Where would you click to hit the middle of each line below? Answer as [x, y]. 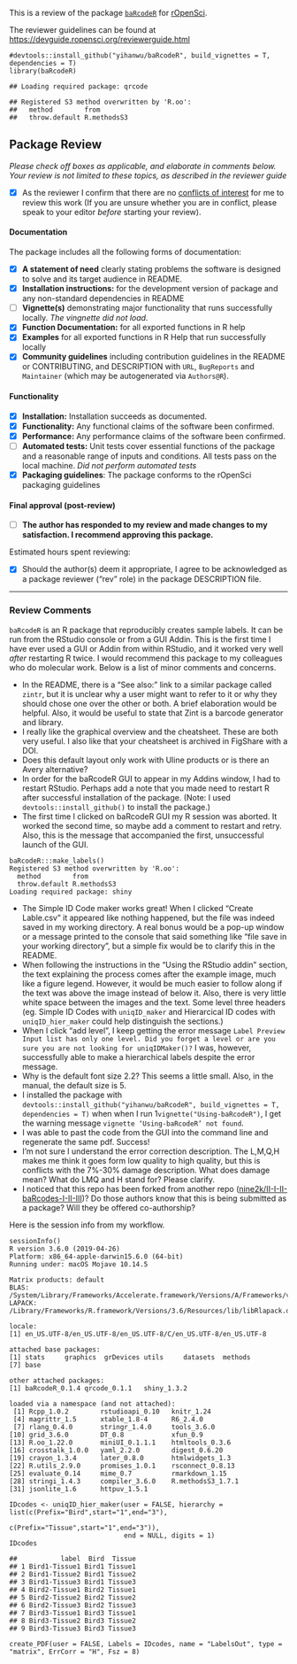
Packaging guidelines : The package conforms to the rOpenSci [137, 475]
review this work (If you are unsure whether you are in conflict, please [149, 202]
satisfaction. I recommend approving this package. [118, 535]
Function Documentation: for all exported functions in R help [133, 328]
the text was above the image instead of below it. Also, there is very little [154, 993]
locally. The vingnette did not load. [85, 318]
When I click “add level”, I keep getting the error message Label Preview [153, 1030]
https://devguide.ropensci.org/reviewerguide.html [99, 39]
